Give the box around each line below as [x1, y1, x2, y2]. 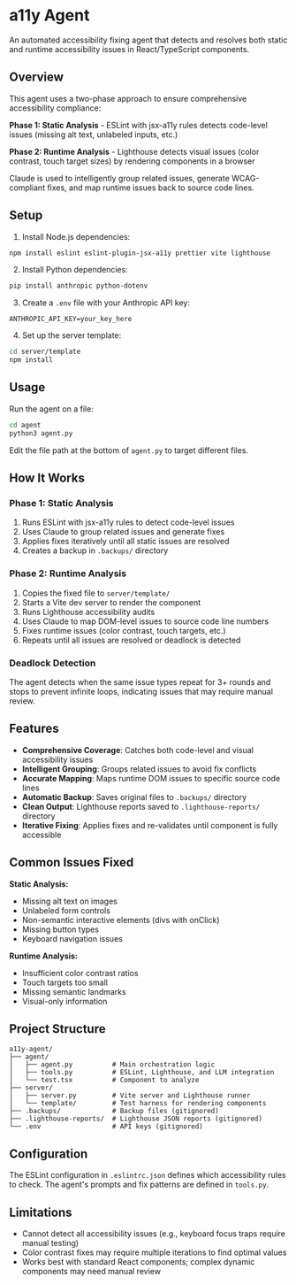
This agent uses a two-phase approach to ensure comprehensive [9, 93, 247, 104]
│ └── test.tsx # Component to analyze [9, 1076, 200, 1085]
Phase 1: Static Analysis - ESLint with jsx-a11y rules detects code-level [9, 119, 268, 130]
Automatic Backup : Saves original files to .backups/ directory [21, 791, 247, 802]
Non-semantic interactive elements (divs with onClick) [21, 914, 220, 925]
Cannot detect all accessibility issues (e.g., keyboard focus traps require [21, 1227, 285, 1239]
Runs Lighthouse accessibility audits [21, 606, 156, 617]
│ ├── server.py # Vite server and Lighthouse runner [9, 1091, 251, 1100]
